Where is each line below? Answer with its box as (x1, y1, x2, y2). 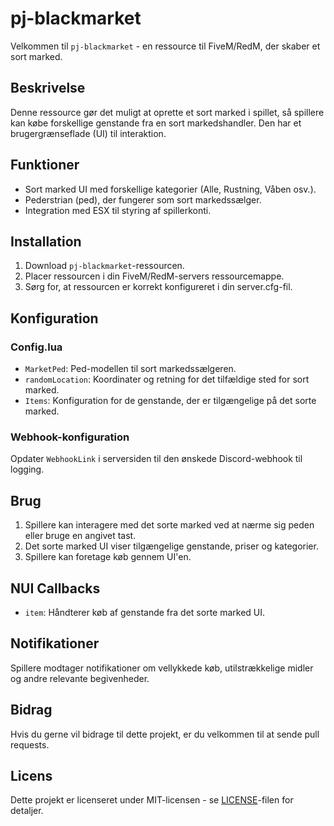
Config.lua (10, 340, 63, 354)
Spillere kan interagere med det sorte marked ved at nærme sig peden (24, 519, 315, 531)
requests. (10, 738, 50, 751)
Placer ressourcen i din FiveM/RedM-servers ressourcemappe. (24, 270, 285, 282)
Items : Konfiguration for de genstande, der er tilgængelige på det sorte (24, 395, 317, 407)
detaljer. (10, 805, 44, 817)
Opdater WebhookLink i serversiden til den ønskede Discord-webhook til (10, 453, 303, 465)
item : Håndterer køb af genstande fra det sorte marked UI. (24, 606, 266, 618)
